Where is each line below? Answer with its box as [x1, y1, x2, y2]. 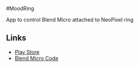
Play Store [14, 48, 40, 55]
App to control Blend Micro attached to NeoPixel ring [6, 16, 134, 23]
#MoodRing [6, 5, 35, 12]
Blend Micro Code [14, 55, 59, 62]
